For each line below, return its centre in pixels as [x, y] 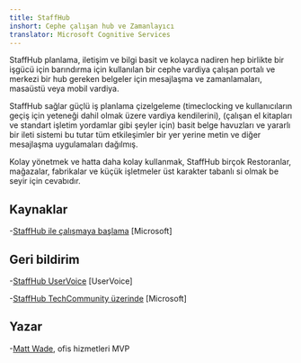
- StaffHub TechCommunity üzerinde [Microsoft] [98, 299]
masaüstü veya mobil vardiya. [64, 89]
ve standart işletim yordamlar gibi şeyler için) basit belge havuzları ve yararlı [150, 125]
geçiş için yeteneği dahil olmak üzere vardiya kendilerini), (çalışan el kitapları [151, 116]
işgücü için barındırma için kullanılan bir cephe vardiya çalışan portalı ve [142, 69]
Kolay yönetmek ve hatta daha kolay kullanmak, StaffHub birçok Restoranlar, [150, 162]
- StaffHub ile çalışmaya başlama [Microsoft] [91, 231]
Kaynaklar [39, 209]
